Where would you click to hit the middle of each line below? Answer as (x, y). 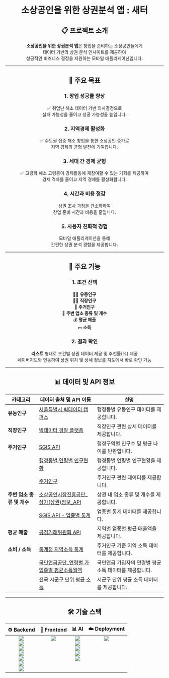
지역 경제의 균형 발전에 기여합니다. (84, 147)
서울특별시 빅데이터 (61, 409)
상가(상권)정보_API (60, 502)
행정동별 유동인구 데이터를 (126, 409)
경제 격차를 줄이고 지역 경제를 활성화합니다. (84, 179)
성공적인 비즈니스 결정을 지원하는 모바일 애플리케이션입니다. (84, 58)
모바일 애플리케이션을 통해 (84, 238)
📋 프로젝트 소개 (84, 30)
